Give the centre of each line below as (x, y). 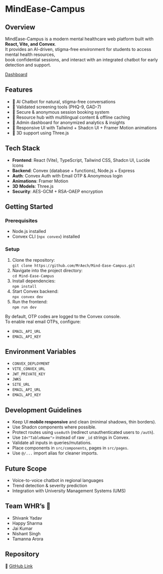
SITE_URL (21, 385)
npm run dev (24, 307)
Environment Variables (41, 352)
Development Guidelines (44, 410)
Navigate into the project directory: (47, 270)
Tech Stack (23, 148)
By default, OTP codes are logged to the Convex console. (63, 316)
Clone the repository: (34, 260)
